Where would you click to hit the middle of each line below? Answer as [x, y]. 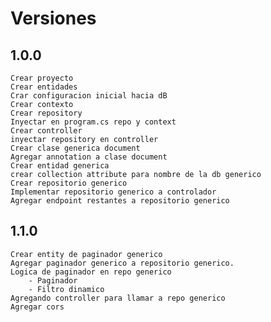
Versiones [53, 18]
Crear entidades [44, 87]
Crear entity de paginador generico [86, 254]
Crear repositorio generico [69, 183]
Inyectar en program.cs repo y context [93, 122]
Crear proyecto [42, 78]
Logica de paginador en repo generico [91, 272]
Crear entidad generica [60, 166]
